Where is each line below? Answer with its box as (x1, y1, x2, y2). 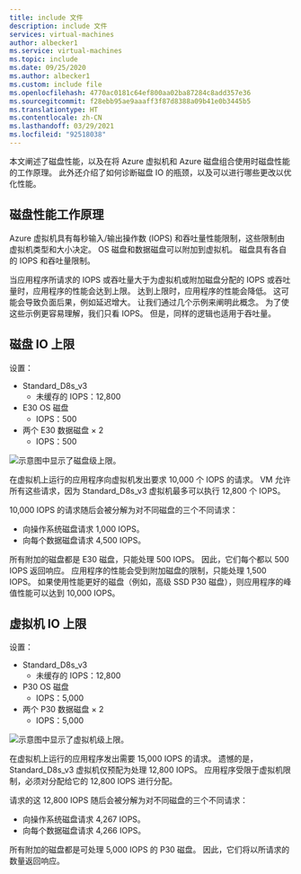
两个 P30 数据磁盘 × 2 (22, 704, 104, 715)
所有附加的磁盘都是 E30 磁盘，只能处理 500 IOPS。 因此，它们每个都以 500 (9, 553, 289, 564)
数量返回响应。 (9, 855, 65, 867)
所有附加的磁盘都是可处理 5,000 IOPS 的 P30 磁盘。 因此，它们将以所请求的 (9, 844, 290, 855)
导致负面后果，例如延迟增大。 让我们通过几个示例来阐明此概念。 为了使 (24, 296, 289, 307)
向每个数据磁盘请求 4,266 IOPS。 (22, 825, 146, 836)
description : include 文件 (9, 22, 108, 31)
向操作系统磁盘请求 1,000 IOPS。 (22, 523, 145, 534)
